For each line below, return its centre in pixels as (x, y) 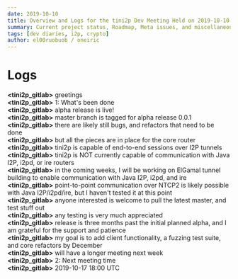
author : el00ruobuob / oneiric (53, 40)
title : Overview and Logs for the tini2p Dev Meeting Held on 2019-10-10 (119, 21)
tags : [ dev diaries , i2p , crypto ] (58, 34)
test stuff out (26, 208)
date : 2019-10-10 (33, 14)
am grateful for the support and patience (67, 230)
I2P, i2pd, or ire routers (41, 163)
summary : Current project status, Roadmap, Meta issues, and (100, 27)
